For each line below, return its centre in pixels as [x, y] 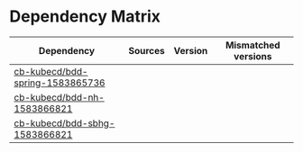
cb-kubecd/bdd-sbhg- [64, 123]
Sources [147, 50]
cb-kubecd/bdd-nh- [60, 97]
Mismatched [253, 45]
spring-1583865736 [60, 83]
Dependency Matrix [85, 17]
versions [253, 56]
